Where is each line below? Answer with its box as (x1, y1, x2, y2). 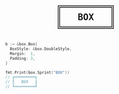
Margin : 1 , (10, 51, 36, 56)
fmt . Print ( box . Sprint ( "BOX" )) (5, 70, 70, 75)
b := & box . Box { (5, 42, 38, 47)
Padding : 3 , (10, 56, 36, 61)
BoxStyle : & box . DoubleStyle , (10, 46, 72, 52)
